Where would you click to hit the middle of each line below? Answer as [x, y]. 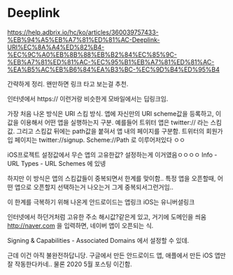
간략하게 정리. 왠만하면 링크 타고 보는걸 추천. [68, 84]
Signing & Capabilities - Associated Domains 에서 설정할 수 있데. [98, 240]
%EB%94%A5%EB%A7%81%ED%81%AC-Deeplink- [84, 39]
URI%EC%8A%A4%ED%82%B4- [56, 47]
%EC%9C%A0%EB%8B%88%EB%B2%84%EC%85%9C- [92, 55]
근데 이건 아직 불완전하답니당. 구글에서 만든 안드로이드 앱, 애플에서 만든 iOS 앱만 [116, 255]
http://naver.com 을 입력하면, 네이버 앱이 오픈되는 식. [80, 225]
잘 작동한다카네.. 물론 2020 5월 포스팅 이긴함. [70, 264]
